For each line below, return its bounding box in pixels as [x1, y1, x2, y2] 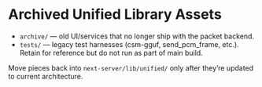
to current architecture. [8, 71, 83, 81]
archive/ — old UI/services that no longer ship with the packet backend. [19, 31, 254, 41]
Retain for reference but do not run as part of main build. [19, 48, 203, 57]
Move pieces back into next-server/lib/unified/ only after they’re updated [8, 63, 254, 72]
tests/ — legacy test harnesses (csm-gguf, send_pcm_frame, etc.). [19, 39, 239, 49]
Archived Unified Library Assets [8, 5, 222, 24]
